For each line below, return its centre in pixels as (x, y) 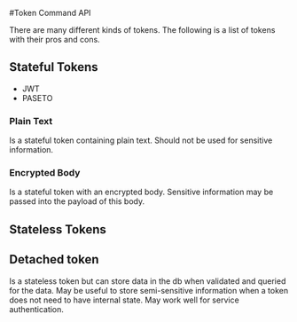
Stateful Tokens (54, 67)
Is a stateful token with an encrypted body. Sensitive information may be (141, 192)
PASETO (37, 98)
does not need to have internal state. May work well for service (124, 300)
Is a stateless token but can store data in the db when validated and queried (148, 281)
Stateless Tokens (58, 229)
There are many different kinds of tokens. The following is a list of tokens (142, 30)
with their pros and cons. (55, 39)
